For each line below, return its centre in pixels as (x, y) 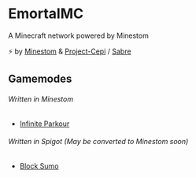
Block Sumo (39, 165)
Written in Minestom (41, 98)
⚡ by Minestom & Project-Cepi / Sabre (70, 51)
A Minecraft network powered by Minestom (79, 35)
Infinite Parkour (44, 124)
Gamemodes (40, 79)
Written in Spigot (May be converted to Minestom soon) (98, 142)
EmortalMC (46, 14)
